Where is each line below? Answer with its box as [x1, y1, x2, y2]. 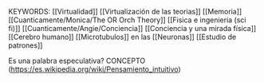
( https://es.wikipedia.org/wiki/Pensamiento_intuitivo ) [8, 64, 181, 74]
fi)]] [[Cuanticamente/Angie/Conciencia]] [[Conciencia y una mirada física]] [8, 24, 257, 33]
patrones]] [8, 41, 43, 50]
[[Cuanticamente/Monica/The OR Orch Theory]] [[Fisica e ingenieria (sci [8, 15, 246, 25]
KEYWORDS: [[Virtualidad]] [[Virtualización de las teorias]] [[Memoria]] [8, 7, 242, 16]
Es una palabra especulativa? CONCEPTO [8, 56, 146, 65]
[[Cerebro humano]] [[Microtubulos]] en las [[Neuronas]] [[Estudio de [8, 32, 237, 41]
